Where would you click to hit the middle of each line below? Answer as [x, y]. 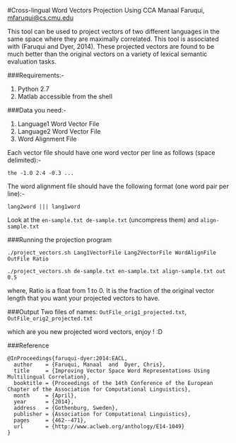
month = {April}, [46, 396]
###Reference [28, 345]
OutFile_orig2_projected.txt [50, 318]
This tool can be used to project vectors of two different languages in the [114, 31]
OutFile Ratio [28, 259]
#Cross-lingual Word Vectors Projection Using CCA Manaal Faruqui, [106, 10]
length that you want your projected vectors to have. [84, 298]
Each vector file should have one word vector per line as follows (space [111, 153]
